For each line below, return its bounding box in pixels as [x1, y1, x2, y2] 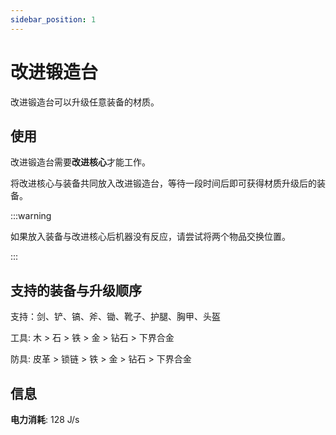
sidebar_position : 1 [10, 14, 97, 25]
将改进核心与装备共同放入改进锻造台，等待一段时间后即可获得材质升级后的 [10, 177, 317, 190]
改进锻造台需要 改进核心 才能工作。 [10, 156, 151, 168]
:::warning [10, 210, 52, 222]
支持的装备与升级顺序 [10, 282, 142, 299]
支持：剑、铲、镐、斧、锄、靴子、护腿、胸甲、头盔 [10, 311, 221, 323]
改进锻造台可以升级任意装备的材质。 [10, 96, 160, 108]
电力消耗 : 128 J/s [10, 414, 80, 425]
